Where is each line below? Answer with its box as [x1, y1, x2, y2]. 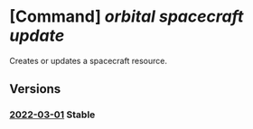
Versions [9, 81, 61, 97]
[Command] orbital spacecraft [9, 6, 244, 27]
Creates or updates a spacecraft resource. [9, 55, 167, 66]
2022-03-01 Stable [9, 108, 96, 121]
